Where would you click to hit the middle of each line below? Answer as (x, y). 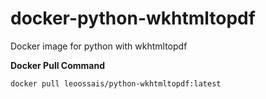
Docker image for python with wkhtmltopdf (99, 46)
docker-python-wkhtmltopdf (133, 18)
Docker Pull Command (57, 65)
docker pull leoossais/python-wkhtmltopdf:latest (116, 83)
